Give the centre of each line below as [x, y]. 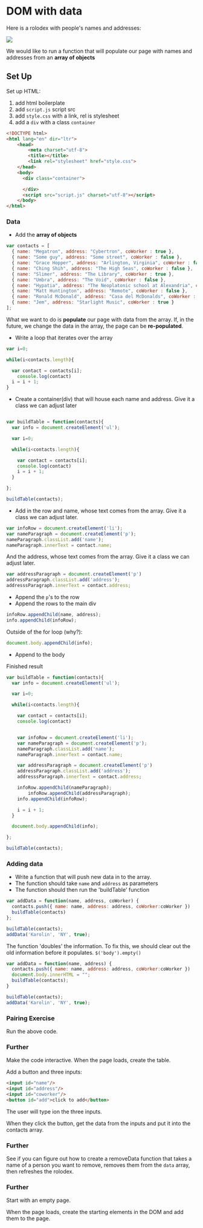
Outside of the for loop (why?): [44, 632]
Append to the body [40, 654]
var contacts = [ [28, 246]
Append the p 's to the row [47, 597]
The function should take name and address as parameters [86, 883]
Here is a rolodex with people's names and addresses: [74, 28]
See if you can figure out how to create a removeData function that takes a [99, 1159]
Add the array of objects [46, 235]
